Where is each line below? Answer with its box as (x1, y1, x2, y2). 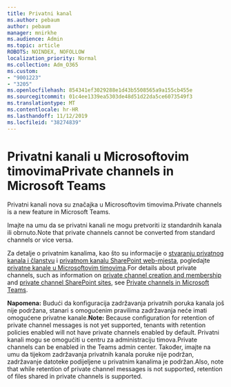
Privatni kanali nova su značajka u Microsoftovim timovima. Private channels (7, 200, 222, 209)
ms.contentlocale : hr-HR (7, 106, 79, 113)
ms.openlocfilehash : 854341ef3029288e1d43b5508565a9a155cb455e (7, 87, 193, 94)
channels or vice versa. (7, 236, 74, 244)
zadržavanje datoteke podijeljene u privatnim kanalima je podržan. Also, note (7, 357, 224, 366)
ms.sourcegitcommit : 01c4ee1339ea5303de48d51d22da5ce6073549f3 (7, 94, 193, 101)
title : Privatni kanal (7, 10, 72, 17)
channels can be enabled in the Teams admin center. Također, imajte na (7, 343, 211, 351)
